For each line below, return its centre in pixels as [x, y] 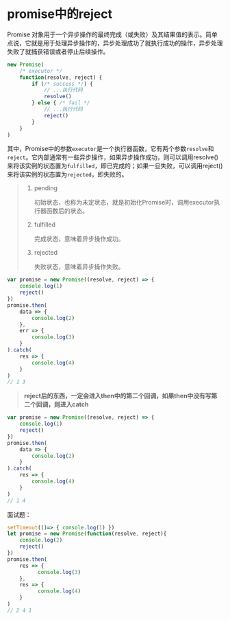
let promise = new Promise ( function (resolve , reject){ [87, 534]
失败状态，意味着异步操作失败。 [79, 267]
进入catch [74, 404]
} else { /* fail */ [61, 103]
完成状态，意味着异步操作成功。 [79, 239]
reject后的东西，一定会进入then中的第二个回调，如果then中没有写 [117, 396]
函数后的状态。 [67, 211]
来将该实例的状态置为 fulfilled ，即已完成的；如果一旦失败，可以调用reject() [115, 166]
